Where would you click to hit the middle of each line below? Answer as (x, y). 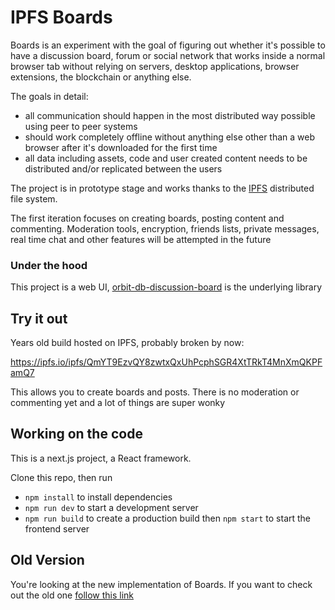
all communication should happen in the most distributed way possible (170, 115)
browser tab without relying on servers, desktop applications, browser (155, 66)
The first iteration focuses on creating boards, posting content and (147, 218)
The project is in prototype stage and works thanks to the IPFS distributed (162, 188)
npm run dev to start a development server (111, 507)
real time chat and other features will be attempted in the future (141, 239)
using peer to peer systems (81, 126)
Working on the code (76, 434)
